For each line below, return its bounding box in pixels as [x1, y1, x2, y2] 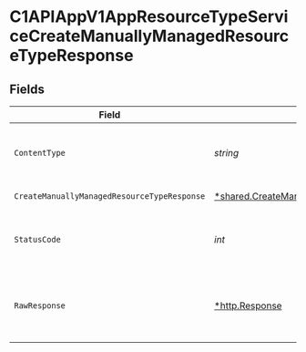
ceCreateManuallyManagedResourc [9, 26, 290, 47]
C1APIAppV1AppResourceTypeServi [9, 6, 289, 27]
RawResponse [14, 301, 66, 311]
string [213, 147, 240, 159]
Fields [9, 81, 46, 97]
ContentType [14, 148, 66, 158]
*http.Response [213, 299, 282, 312]
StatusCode [14, 234, 61, 244]
